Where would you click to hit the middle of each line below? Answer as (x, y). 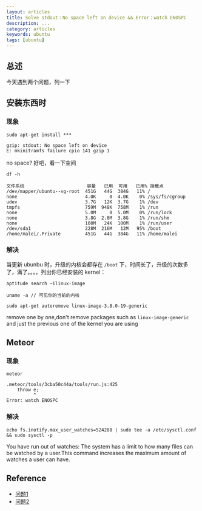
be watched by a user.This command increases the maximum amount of (96, 453)
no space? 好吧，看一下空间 (41, 163)
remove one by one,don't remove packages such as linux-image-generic (98, 317)
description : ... (28, 23)
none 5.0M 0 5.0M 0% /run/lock (89, 212)
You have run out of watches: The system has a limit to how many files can (100, 446)
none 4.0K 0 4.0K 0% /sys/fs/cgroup (96, 197)
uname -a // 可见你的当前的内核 (43, 295)
